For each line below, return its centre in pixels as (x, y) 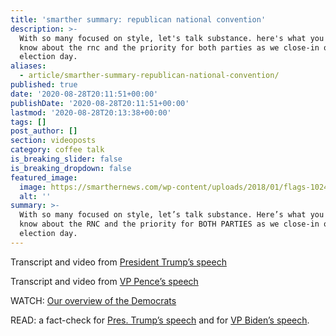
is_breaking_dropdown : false (71, 168)
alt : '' (35, 196)
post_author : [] (44, 131)
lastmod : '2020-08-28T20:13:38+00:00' (91, 112)
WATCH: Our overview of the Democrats (93, 300)
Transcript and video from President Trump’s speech (118, 262)
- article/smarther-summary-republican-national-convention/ (149, 76)
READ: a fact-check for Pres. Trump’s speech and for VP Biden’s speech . (160, 320)
